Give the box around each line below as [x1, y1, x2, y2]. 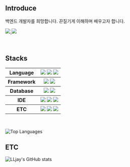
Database [10, 87, 34, 94]
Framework [8, 78, 36, 85]
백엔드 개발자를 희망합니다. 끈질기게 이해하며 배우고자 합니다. [5, 18, 125, 24]
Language [9, 69, 34, 76]
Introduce [5, 4, 37, 13]
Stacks [5, 54, 28, 63]
